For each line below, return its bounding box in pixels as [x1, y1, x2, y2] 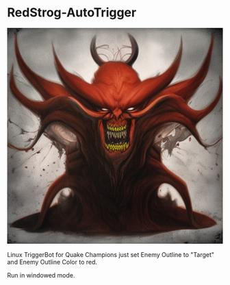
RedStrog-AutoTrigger [7, 5, 137, 21]
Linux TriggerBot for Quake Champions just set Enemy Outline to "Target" [7, 250, 214, 258]
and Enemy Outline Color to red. [7, 258, 98, 266]
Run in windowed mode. [7, 271, 75, 279]
